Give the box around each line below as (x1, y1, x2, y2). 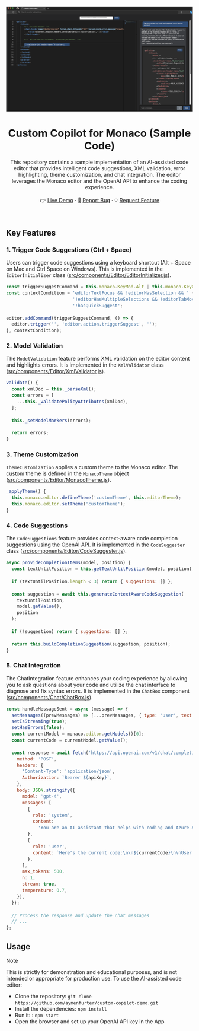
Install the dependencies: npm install (14, 1005, 107, 1013)
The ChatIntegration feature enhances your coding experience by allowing (6, 674, 188, 682)
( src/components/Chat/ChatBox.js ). (6, 693, 93, 701)
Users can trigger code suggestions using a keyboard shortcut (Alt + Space (6, 259, 191, 266)
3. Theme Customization (6, 450, 79, 459)
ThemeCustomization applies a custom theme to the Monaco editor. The (6, 464, 179, 471)
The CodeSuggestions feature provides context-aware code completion (6, 535, 178, 542)
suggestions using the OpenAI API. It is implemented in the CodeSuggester (6, 541, 185, 548)
